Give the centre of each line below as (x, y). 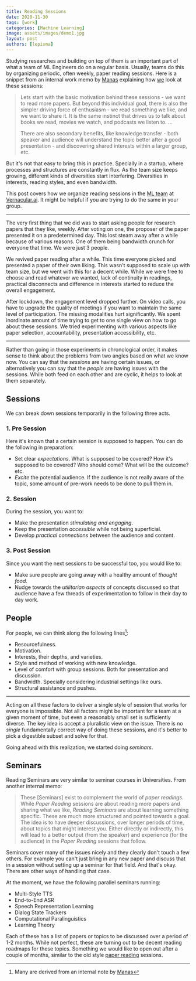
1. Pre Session (26, 428)
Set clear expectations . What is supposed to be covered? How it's (94, 458)
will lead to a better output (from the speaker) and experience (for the (104, 834)
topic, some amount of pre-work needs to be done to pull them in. (94, 483)
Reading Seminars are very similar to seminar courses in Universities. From (96, 779)
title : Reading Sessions (36, 11)
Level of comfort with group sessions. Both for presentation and (91, 669)
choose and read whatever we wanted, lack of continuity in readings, (89, 277)
